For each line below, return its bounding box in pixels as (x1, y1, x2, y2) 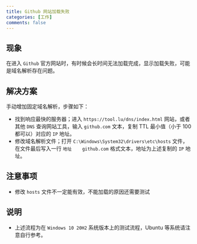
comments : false (6, 19, 46, 25)
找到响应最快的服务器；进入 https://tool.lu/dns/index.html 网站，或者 (14, 116, 191, 122)
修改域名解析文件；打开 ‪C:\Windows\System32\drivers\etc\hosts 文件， (14, 138, 188, 145)
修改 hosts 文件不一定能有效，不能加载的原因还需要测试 (14, 188, 150, 195)
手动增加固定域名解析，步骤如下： (6, 103, 89, 110)
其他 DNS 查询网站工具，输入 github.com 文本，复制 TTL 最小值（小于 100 (14, 123, 192, 130)
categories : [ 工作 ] (6, 14, 52, 20)
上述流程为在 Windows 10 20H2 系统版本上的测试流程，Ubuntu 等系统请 (14, 224, 186, 231)
